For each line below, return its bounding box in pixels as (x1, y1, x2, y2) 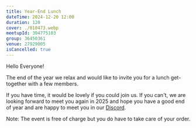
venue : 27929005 (6, 41, 46, 47)
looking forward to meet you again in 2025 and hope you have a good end (6, 98, 185, 105)
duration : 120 (6, 19, 41, 25)
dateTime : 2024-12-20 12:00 (6, 14, 75, 20)
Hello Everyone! (6, 63, 44, 70)
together (6, 80, 27, 87)
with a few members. (27, 80, 79, 87)
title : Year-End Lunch (6, 8, 61, 15)
